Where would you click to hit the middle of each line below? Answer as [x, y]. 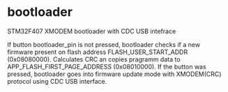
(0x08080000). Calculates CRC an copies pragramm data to [94, 59]
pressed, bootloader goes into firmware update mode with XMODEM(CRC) [114, 74]
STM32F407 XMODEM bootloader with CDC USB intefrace [92, 31]
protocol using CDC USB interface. [57, 81]
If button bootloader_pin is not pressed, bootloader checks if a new [104, 44]
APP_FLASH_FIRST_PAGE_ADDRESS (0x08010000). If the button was [107, 66]
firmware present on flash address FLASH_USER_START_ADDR [98, 52]
